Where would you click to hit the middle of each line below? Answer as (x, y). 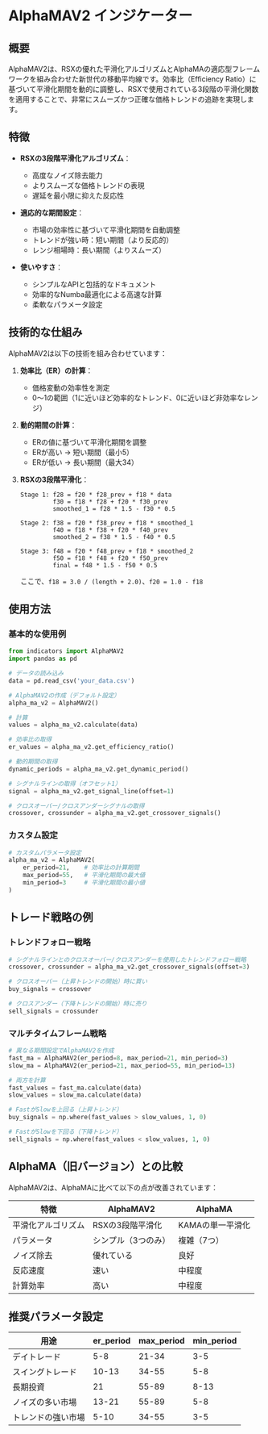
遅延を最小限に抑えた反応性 (78, 195)
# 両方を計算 (27, 1080)
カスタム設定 (33, 835)
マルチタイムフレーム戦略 (58, 1033)
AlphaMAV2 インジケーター (101, 16)
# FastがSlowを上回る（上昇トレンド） (66, 1110)
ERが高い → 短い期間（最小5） (83, 452)
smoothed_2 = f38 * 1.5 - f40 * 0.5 (114, 537)
